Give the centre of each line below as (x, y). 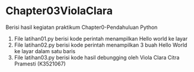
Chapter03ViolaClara (59, 11)
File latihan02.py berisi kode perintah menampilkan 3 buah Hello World (101, 45)
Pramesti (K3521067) (40, 64)
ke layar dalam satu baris (44, 51)
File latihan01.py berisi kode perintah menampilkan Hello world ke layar (101, 38)
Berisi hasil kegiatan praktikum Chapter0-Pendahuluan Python (82, 27)
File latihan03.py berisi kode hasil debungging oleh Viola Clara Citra (97, 57)
